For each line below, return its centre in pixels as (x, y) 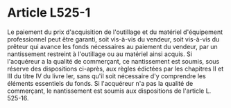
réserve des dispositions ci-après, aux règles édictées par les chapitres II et (115, 69)
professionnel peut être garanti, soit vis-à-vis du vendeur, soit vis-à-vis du (113, 39)
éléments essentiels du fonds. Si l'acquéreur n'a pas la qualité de (100, 83)
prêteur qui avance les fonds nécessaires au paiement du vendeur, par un (113, 46)
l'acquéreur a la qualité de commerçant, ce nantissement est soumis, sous (113, 61)
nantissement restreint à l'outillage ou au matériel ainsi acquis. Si (100, 54)
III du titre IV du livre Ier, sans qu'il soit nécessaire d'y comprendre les (106, 76)
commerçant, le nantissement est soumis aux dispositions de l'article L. (109, 91)
